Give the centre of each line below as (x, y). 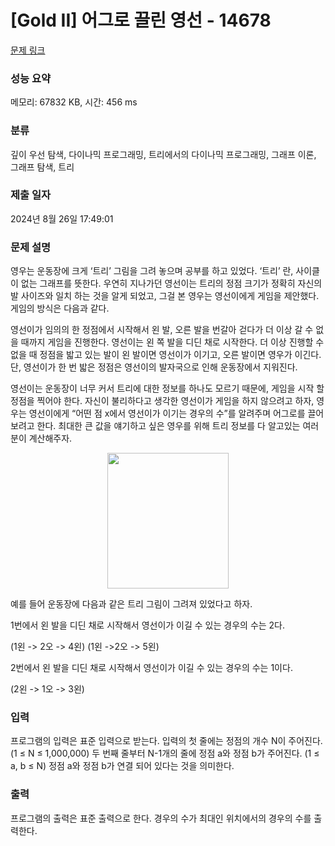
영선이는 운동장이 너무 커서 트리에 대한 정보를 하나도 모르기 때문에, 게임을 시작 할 (167, 388)
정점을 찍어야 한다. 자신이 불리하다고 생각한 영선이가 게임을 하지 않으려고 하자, (162, 401)
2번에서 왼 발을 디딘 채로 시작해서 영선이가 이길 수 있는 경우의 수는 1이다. (151, 668)
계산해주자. (50, 438)
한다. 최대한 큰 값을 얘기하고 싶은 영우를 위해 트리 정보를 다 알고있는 (168, 426)
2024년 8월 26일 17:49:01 (62, 218)
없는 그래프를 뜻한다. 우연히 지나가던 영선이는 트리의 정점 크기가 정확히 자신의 (171, 283)
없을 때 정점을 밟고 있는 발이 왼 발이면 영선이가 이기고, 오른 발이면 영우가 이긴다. (166, 355)
